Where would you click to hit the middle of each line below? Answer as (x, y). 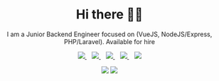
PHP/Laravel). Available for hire (109, 41)
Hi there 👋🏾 (109, 15)
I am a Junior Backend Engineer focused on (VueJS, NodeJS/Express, (109, 34)
